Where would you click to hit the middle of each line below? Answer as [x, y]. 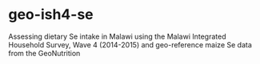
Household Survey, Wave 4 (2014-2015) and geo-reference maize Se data [130, 44]
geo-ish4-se [51, 15]
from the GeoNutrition [44, 53]
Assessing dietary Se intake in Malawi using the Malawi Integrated [117, 36]
